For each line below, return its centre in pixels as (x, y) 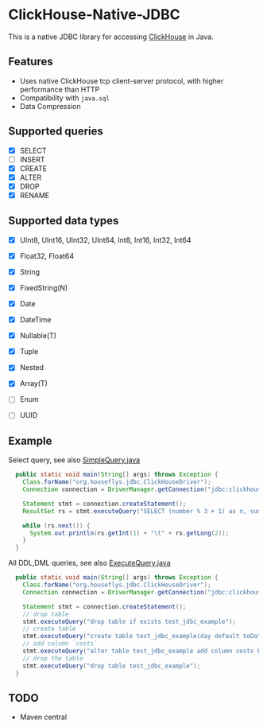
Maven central (43, 717)
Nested (32, 368)
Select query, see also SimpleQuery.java (74, 460)
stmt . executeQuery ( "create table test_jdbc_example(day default (131, 637)
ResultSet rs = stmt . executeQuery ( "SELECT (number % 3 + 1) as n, (135, 511)
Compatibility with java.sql (64, 98)
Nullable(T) (38, 336)
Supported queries (56, 132)
